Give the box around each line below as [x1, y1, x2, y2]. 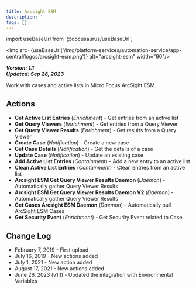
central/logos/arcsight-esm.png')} [6, 53, 88, 60]
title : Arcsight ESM [6, 8, 57, 15]
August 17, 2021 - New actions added [14, 265, 104, 272]
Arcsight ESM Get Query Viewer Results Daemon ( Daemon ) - [14, 177, 166, 184]
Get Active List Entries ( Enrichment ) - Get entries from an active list [14, 115, 179, 122]
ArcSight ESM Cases [14, 208, 65, 215]
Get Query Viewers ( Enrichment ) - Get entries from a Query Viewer [14, 121, 178, 128]
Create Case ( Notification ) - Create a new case [14, 139, 129, 146]
